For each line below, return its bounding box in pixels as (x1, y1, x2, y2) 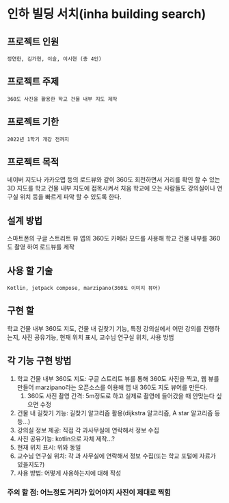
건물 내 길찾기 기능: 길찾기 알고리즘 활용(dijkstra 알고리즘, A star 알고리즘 (16, 408, 213, 417)
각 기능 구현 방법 (7, 355, 72, 367)
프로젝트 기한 (7, 116, 59, 127)
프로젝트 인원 (7, 36, 59, 47)
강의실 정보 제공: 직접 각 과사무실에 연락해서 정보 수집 (16, 426, 159, 434)
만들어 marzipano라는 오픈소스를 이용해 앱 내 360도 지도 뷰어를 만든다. (16, 383, 208, 391)
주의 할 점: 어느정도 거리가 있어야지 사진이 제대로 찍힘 (7, 487, 171, 497)
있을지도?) (16, 460, 45, 468)
